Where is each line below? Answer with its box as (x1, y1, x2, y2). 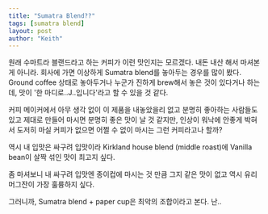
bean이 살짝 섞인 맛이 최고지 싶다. (8, 153, 115, 162)
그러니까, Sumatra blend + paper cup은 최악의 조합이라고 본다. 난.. (8, 197, 222, 207)
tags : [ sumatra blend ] (8, 19, 85, 27)
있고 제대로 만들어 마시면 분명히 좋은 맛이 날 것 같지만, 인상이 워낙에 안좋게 (8, 115, 243, 125)
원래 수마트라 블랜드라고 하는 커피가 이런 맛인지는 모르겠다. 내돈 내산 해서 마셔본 (8, 57, 261, 67)
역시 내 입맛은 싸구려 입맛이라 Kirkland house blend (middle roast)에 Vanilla (8, 142, 253, 152)
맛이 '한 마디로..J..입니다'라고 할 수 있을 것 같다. (19, 88, 169, 98)
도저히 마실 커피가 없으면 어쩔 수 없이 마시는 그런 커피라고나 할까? (16, 125, 223, 135)
